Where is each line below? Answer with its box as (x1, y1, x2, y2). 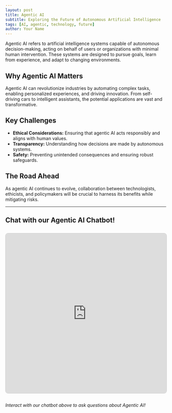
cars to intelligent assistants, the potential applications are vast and (21, 96, 162, 102)
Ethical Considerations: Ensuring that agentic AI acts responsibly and (12, 130, 160, 136)
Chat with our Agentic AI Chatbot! (5, 216, 115, 224)
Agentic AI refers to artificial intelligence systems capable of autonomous (5, 40, 160, 47)
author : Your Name (5, 27, 44, 32)
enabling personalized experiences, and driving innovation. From (5, 90, 142, 97)
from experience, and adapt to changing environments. (5, 57, 121, 63)
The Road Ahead (5, 172, 60, 180)
